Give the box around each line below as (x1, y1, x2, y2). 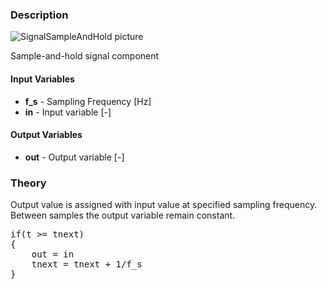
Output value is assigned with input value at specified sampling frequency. (10, 199, 318, 210)
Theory (10, 176, 47, 190)
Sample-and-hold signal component (10, 50, 160, 62)
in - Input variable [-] (24, 106, 112, 118)
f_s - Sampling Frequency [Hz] (24, 95, 152, 107)
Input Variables (10, 73, 75, 85)
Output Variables (10, 129, 83, 141)
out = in (31, 249, 75, 260)
